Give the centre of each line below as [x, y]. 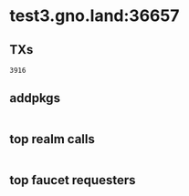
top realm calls [52, 139]
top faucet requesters [73, 180]
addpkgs [35, 98]
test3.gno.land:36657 [94, 16]
